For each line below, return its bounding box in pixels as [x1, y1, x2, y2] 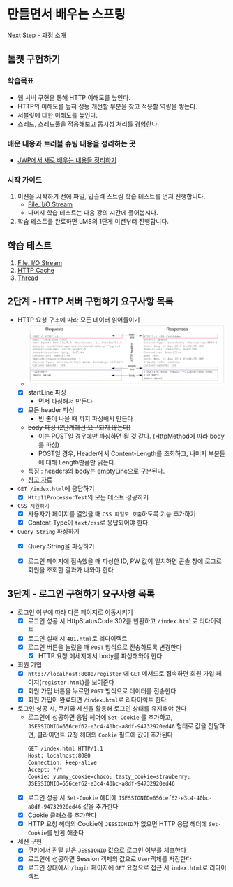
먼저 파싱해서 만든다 [38, 397, 93, 406]
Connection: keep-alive [27, 760, 98, 767]
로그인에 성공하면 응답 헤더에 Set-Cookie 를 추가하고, [27, 713, 173, 721]
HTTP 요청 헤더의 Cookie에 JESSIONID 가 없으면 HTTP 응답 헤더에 [27, 820, 207, 828]
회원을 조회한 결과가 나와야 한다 [27, 565, 114, 574]
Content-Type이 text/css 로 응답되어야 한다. [27, 518, 150, 527]
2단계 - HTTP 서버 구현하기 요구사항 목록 [7, 295, 174, 308]
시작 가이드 [7, 175, 43, 185]
